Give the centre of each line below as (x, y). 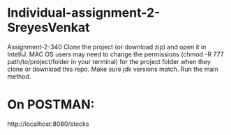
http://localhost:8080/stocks (48, 124)
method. (19, 76)
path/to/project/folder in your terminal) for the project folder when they (109, 61)
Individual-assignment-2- (84, 13)
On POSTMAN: (51, 105)
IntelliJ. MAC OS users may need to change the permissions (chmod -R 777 (116, 54)
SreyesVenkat (49, 27)
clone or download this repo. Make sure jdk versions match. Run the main (113, 69)
